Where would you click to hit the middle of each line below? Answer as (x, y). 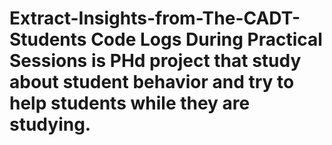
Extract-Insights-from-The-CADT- (155, 18)
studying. (50, 124)
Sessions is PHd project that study (155, 61)
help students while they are (130, 103)
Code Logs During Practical (206, 39)
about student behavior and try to (152, 82)
